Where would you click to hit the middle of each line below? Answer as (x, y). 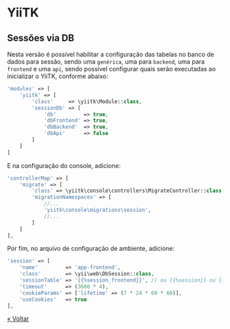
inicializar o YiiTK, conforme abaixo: (57, 76)
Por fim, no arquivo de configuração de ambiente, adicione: (91, 249)
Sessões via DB (41, 38)
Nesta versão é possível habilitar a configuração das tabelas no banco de (111, 54)
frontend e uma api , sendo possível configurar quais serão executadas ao (112, 69)
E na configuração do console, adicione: (64, 165)
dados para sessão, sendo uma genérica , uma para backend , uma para (106, 62)
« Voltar (18, 319)
